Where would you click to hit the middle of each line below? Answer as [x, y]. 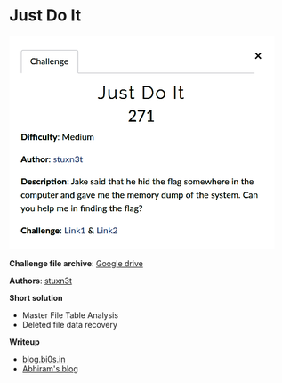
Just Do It [45, 16]
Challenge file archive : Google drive [77, 263]
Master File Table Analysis [70, 315]
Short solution [36, 297]
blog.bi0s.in [44, 359]
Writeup [24, 342]
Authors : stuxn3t [41, 281]
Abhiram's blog [50, 368]
